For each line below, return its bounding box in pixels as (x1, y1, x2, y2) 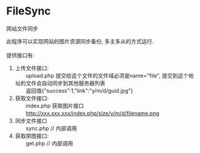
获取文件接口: (15, 95, 49, 102)
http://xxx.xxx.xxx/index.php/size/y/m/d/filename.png (25, 110, 160, 117)
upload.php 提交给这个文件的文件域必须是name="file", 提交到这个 (25, 72, 189, 79)
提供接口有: (6, 51, 35, 58)
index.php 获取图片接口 (25, 102, 84, 109)
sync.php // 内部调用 (25, 125, 77, 132)
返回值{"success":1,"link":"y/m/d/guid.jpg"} (25, 87, 134, 94)
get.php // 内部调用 (25, 140, 74, 147)
